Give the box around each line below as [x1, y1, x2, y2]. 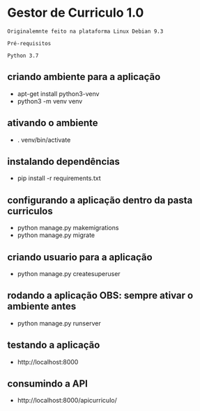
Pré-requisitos [7, 40, 52, 47]
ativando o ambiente [7, 117, 99, 129]
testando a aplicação [7, 339, 100, 351]
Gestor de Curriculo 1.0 [7, 5, 144, 21]
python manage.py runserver [17, 319, 101, 328]
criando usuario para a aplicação [7, 251, 153, 263]
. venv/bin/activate [17, 136, 71, 144]
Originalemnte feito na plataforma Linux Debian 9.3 [7, 28, 164, 35]
